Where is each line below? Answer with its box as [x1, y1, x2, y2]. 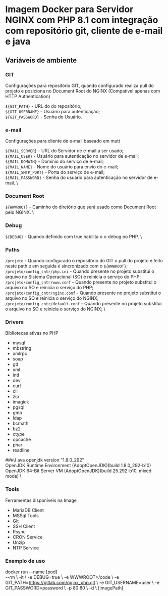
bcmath [12, 421, 29, 427]
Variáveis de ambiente [5, 56, 77, 64]
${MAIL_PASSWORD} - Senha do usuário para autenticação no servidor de [5, 174, 153, 180]
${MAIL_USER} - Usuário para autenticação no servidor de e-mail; [5, 153, 139, 159]
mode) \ [5, 473, 22, 479]
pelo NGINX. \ [5, 209, 34, 215]
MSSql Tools [12, 512, 39, 519]
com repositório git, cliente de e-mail [5, 25, 163, 36]
